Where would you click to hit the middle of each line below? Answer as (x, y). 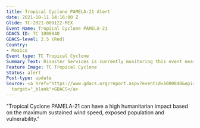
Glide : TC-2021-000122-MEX (40, 23)
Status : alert (24, 73)
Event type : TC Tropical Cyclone (48, 56)
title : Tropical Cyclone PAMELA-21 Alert (58, 12)
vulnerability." (23, 118)
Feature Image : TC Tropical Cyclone (51, 67)
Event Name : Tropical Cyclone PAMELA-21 (57, 28)
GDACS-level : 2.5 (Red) (36, 39)
